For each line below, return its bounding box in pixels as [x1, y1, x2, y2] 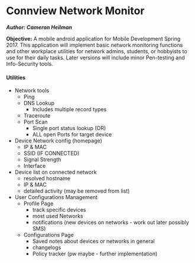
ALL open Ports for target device [32, 131, 112, 138]
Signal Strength [23, 156, 61, 163]
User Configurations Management [14, 194, 98, 201]
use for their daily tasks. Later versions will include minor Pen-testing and [6, 54, 185, 61]
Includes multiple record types [32, 106, 107, 113]
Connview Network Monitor [6, 4, 145, 18]
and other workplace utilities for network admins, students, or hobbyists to [6, 47, 187, 54]
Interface [23, 163, 46, 170]
